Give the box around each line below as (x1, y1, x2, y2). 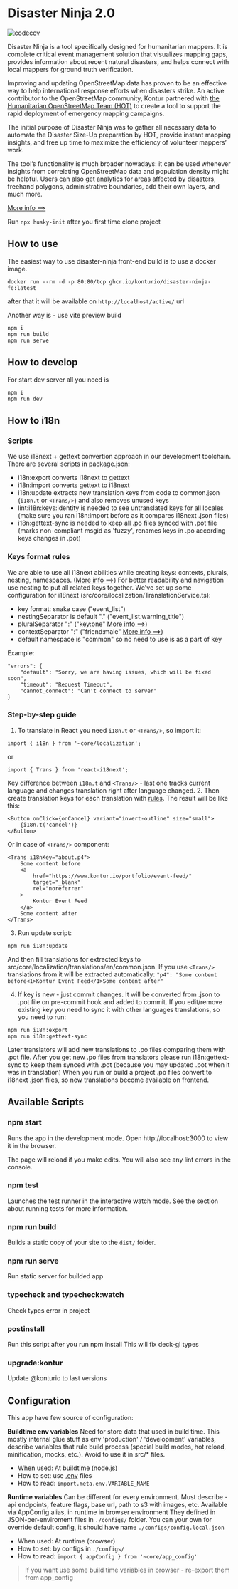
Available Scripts (7, 1096, 84, 1108)
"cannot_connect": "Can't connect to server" (20, 687, 158, 694)
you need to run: (17, 1013, 66, 1021)
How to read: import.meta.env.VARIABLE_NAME (17, 1479, 150, 1488)
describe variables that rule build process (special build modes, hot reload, (7, 1442, 227, 1451)
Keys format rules (7, 552, 70, 562)
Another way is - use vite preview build (7, 311, 122, 319)
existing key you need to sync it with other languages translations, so (17, 1005, 220, 1014)
